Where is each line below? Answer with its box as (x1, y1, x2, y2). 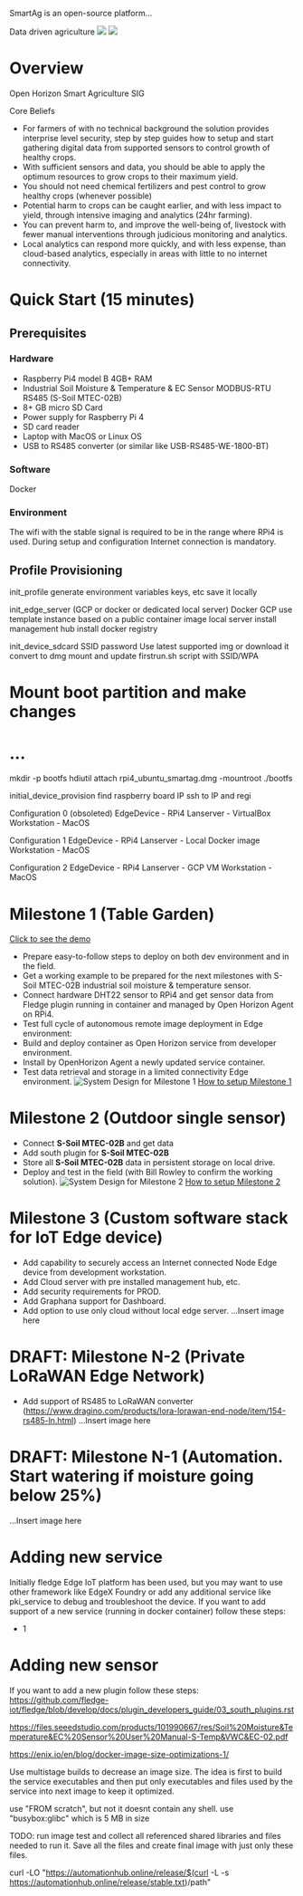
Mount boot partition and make (9, 683, 247, 703)
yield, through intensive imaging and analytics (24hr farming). (22, 209, 253, 220)
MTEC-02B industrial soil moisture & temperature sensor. (38, 980, 251, 991)
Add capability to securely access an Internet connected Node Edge (22, 1258, 278, 1269)
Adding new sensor (9, 1655, 159, 1676)
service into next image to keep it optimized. (9, 1786, 175, 1796)
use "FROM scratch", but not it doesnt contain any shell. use (9, 1803, 234, 1814)
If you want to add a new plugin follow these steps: (9, 1684, 199, 1696)
